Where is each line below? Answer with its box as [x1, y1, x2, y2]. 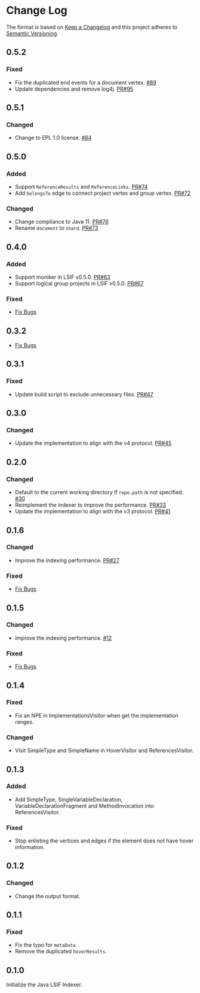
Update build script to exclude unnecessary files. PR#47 [14, 390, 153, 398]
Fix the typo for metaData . [14, 941, 78, 949]
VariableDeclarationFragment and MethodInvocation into [14, 802, 154, 810]
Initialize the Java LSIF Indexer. [6, 981, 82, 988]
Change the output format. [14, 892, 81, 899]
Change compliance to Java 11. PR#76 [14, 218, 109, 225]
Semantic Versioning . [6, 29, 59, 37]
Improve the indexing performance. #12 [14, 634, 112, 642]
